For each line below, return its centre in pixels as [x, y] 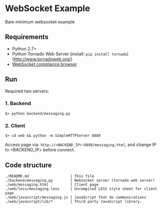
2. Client [15, 125]
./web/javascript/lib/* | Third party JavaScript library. [73, 201]
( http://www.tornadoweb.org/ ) [42, 59]
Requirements [27, 37]
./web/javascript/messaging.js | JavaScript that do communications [76, 197]
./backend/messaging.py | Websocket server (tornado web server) [80, 180]
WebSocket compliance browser [45, 64]
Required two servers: [27, 91]
